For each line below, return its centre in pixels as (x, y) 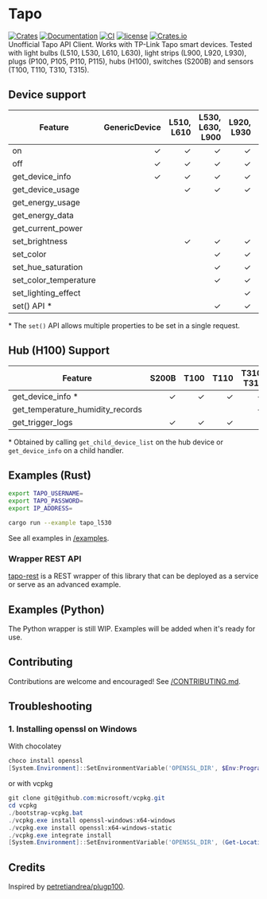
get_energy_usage (46, 202)
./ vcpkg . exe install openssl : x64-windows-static (90, 828)
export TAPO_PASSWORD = (46, 501)
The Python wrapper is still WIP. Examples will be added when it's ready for (132, 628)
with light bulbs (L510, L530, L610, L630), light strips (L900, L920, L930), (128, 53)
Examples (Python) (56, 610)
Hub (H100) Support (59, 351)
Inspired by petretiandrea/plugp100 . (67, 887)
